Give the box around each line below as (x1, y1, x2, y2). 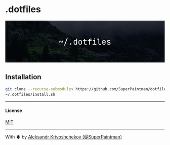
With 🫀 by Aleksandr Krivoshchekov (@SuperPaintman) (5, 134, 122, 140)
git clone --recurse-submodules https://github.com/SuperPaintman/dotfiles (5, 87, 168, 92)
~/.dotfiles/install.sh (5, 92, 56, 97)
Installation (5, 72, 41, 81)
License (5, 107, 23, 114)
